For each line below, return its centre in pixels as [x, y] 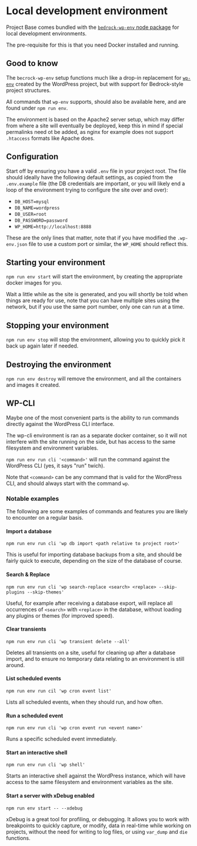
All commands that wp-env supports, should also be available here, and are [96, 101]
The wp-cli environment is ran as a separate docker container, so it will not [96, 435]
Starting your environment [56, 262]
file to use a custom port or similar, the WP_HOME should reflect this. [108, 244]
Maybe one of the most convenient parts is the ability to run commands [93, 418]
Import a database [29, 531]
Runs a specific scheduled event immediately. [62, 739]
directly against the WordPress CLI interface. [60, 424]
